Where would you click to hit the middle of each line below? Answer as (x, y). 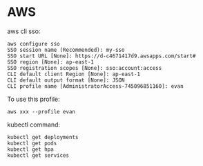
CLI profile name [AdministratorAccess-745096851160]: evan (96, 86)
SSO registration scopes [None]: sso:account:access (85, 68)
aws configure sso (33, 44)
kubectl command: (34, 124)
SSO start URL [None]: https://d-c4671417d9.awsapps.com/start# (101, 56)
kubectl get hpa (30, 149)
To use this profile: (33, 99)
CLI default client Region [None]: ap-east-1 (74, 74)
